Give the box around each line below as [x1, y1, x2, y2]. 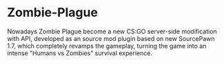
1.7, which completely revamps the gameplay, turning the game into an [7, 42, 207, 50]
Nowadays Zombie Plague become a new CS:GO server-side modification [7, 27, 217, 35]
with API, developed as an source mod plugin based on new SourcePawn [7, 34, 215, 42]
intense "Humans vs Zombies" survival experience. [7, 49, 153, 57]
